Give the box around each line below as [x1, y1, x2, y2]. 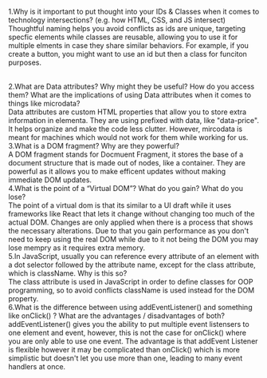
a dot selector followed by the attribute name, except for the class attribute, [8, 260, 257, 269]
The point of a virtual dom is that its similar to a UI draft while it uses [8, 201, 232, 210]
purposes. [8, 58, 42, 67]
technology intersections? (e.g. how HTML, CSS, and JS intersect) [8, 15, 226, 25]
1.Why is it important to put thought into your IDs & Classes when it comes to [8, 7, 260, 16]
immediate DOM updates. [8, 175, 92, 185]
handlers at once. [8, 362, 66, 371]
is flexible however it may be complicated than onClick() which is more [8, 345, 241, 354]
